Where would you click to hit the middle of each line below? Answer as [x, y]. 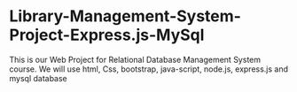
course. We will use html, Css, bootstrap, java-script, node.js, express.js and [149, 69]
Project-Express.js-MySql [107, 35]
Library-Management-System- [125, 16]
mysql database [39, 78]
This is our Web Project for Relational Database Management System [135, 59]
